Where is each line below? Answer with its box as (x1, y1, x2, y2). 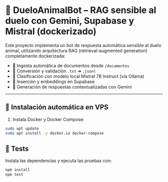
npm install (5, 167, 30, 172)
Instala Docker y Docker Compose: (12, 116, 84, 122)
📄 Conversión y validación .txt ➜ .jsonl (12, 67, 96, 74)
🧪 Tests (5, 144, 29, 153)
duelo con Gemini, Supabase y (5, 15, 134, 26)
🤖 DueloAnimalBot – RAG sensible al (5, 4, 156, 16)
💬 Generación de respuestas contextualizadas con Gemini (12, 83, 132, 89)
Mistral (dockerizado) (5, 26, 96, 37)
